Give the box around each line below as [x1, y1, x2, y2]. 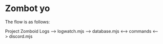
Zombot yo [5, 3, 50, 14]
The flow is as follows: [5, 19, 50, 25]
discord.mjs [9, 33, 33, 39]
